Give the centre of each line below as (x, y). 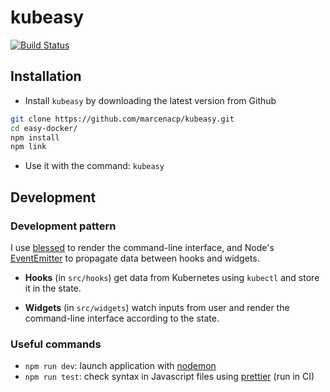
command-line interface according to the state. (122, 318)
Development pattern (63, 226)
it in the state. (53, 288)
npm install (35, 137)
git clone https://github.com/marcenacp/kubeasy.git (122, 119)
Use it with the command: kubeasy (94, 166)
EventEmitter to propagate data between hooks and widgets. (135, 258)
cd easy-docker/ (44, 128)
